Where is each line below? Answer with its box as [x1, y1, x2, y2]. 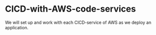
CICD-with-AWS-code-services [5, 3, 136, 15]
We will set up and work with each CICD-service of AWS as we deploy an [5, 19, 152, 25]
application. [5, 24, 29, 30]
